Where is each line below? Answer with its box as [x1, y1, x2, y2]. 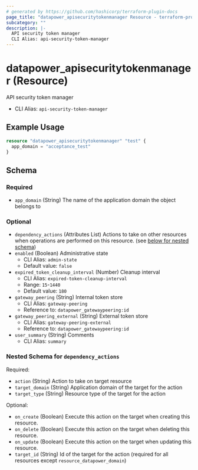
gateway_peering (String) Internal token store [14, 294, 123, 301]
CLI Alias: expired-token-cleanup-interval [23, 275, 127, 282]
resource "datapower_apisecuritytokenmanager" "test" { [6, 138, 146, 144]
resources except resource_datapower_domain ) [14, 456, 127, 464]
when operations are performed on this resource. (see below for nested [14, 237, 189, 244]
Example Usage [6, 122, 65, 132]
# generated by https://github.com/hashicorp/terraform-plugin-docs [6, 8, 178, 15]
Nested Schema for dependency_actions [6, 352, 120, 361]
